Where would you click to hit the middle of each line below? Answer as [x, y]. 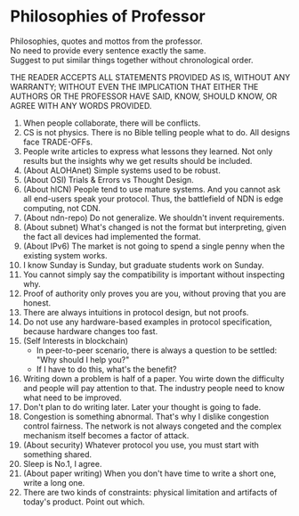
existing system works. [65, 255]
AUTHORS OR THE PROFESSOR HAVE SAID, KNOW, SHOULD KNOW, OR [144, 96]
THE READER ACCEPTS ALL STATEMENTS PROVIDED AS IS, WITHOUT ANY [150, 77]
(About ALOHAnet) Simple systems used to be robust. [121, 170]
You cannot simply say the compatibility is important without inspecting [154, 274]
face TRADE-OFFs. [58, 142]
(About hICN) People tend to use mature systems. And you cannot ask [152, 189]
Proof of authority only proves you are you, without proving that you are [154, 293]
